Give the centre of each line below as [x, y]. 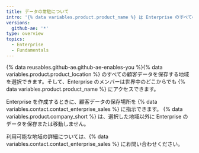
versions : [18, 23]
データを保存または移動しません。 [48, 124]
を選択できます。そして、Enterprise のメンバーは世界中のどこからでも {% [96, 81]
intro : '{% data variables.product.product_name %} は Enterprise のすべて [99, 17]
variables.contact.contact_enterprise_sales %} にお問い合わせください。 [95, 144]
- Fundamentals [30, 50]
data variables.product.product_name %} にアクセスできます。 [83, 89]
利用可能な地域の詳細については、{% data [57, 136]
